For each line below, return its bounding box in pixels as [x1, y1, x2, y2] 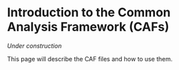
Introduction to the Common [7, 5, 171, 20]
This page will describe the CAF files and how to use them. [7, 54, 173, 63]
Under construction [7, 41, 62, 50]
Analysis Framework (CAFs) [7, 19, 169, 35]
